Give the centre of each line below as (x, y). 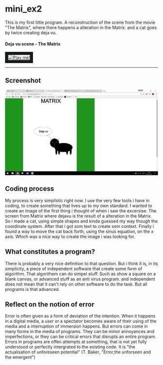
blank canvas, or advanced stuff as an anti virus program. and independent (80, 279)
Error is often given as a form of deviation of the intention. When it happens (80, 316)
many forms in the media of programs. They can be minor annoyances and (80, 332)
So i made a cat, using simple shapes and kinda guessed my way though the (81, 221)
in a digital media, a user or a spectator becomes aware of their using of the (81, 321)
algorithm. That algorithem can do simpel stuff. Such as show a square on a (81, 274)
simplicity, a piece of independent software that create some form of (73, 269)
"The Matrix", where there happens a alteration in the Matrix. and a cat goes (81, 27)
